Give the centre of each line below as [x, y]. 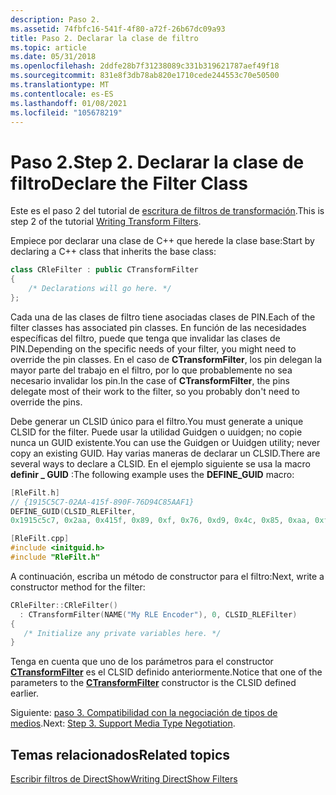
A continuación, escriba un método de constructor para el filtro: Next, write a [167, 576]
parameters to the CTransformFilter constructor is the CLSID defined [153, 683]
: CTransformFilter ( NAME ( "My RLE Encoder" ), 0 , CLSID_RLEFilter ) [158, 614]
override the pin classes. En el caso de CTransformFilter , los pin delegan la [166, 359]
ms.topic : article [48, 47]
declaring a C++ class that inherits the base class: [113, 252]
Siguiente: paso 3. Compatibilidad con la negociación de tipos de [144, 713]
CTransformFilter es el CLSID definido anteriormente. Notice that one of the [166, 672]
